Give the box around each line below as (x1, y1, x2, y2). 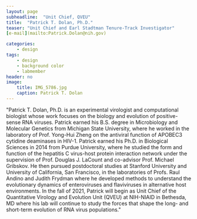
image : (6, 79, 22, 85)
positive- (156, 112, 178, 119)
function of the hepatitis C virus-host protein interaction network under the (6, 150, 188, 157)
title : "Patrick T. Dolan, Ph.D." (6, 19, 94, 25)
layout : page (6, 8, 38, 15)
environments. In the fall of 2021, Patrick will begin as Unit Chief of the (6, 187, 177, 194)
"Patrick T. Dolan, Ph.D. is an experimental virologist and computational (6, 106, 179, 113)
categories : (6, 41, 35, 47)
